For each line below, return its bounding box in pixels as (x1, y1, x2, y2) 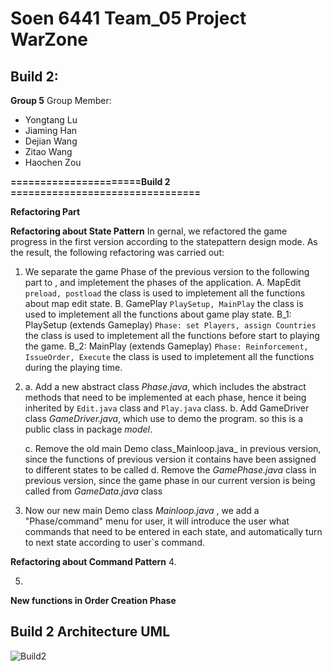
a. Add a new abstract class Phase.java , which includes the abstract (24, 381, 307, 392)
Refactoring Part (10, 206, 81, 217)
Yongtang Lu (24, 114, 78, 126)
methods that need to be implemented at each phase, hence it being (24, 392, 307, 403)
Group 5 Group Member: (10, 95, 112, 106)
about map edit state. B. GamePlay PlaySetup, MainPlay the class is (24, 298, 304, 309)
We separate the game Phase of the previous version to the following (24, 266, 310, 277)
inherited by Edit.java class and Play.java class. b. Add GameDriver (24, 402, 310, 414)
